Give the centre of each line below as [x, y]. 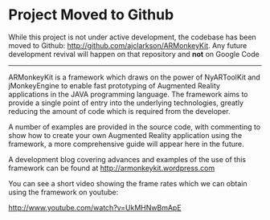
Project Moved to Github [91, 15]
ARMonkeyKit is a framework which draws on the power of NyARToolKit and [135, 77]
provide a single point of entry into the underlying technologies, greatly [126, 103]
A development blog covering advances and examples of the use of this [127, 159]
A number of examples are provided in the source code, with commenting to [135, 127]
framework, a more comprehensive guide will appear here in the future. [126, 144]
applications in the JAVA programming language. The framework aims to [128, 94]
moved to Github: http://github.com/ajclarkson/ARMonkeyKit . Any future [128, 45]
